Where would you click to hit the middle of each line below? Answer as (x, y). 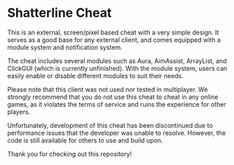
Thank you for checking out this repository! (69, 154)
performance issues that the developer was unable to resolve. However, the (117, 133)
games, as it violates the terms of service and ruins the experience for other (117, 104)
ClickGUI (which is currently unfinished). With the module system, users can (117, 68)
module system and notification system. (65, 47)
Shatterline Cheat (60, 13)
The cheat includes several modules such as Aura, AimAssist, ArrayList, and (117, 60)
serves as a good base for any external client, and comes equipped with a (114, 39)
